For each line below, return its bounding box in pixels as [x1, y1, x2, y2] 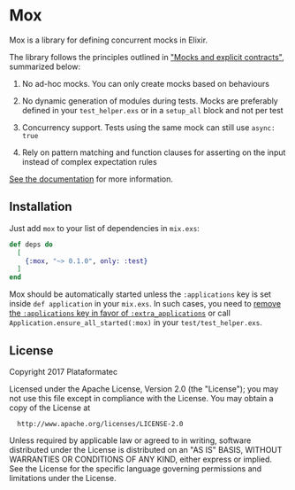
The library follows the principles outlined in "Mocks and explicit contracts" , [9, 51, 284, 62]
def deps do [9, 240, 53, 249]
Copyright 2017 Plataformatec [9, 366, 117, 377]
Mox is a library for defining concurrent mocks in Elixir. [9, 35, 208, 45]
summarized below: [9, 61, 81, 72]
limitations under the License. [9, 472, 117, 483]
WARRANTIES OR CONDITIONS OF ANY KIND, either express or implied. [9, 454, 272, 464]
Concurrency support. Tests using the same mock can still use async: [21, 121, 276, 133]
